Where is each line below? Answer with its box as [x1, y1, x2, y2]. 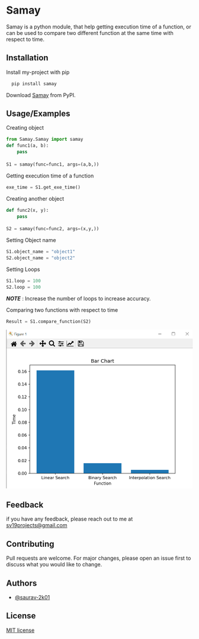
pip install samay [11, 80, 57, 86]
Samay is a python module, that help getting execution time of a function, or [6, 23, 191, 30]
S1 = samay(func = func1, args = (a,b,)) [6, 161, 99, 167]
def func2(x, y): [6, 207, 49, 213]
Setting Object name [6, 237, 56, 244]
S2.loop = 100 [6, 284, 41, 290]
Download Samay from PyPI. [6, 91, 76, 98]
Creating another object [6, 195, 65, 202]
